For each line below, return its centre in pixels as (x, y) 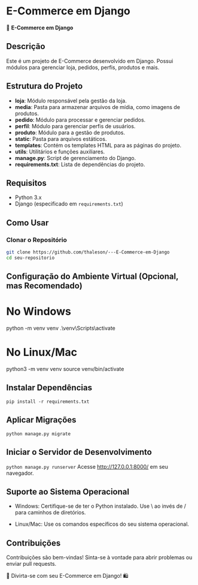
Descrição (26, 46)
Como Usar (28, 223)
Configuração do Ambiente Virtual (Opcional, (92, 277)
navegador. (20, 473)
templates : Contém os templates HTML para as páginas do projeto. (98, 145)
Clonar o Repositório (36, 240)
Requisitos (26, 183)
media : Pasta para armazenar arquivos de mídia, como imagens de (98, 107)
